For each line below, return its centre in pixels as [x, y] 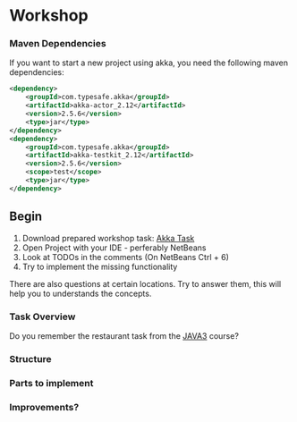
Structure [30, 359]
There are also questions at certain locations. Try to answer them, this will [145, 283]
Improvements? [44, 407]
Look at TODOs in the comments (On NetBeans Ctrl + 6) [126, 257]
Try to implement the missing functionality [100, 266]
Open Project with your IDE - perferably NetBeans [114, 248]
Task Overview [42, 316]
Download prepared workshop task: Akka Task [108, 238]
